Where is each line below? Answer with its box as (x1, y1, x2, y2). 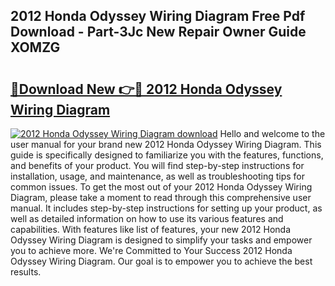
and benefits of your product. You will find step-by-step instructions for (10, 160, 305, 171)
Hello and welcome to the (219, 128, 326, 139)
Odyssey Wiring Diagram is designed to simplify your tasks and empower (10, 234, 313, 246)
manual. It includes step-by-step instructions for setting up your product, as (10, 202, 323, 214)
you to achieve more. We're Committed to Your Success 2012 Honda (10, 245, 293, 256)
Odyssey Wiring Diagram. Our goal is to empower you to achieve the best (10, 255, 313, 267)
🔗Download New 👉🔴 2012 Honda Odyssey (10, 80, 283, 98)
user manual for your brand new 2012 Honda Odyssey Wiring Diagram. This (10, 139, 322, 150)
